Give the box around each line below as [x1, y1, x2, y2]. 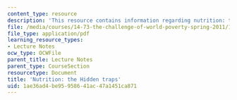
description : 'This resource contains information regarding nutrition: [7, 17, 226, 24]
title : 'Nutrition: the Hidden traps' [7, 75, 121, 83]
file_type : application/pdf [7, 30, 90, 37]
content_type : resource [7, 10, 78, 18]
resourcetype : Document [7, 69, 78, 76]
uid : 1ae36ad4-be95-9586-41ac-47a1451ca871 [7, 82, 138, 89]
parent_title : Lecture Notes [7, 56, 93, 63]
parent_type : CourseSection [7, 63, 90, 70]
